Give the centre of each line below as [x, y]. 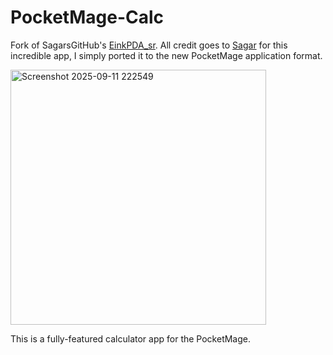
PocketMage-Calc [87, 17]
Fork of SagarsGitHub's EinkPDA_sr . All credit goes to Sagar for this [149, 45]
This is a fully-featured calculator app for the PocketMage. [131, 338]
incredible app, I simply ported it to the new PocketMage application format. [166, 55]
